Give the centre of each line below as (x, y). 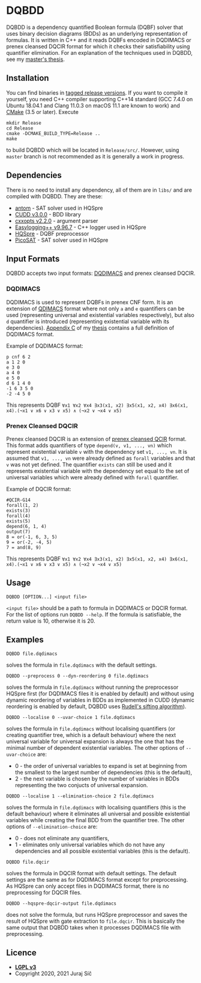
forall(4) (19, 516)
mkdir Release (24, 123)
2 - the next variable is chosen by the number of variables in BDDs (97, 779)
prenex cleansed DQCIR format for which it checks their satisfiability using (98, 46)
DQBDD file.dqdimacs (32, 654)
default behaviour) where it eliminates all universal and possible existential (98, 814)
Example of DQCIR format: (39, 489)
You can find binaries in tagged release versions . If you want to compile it (97, 93)
